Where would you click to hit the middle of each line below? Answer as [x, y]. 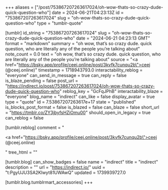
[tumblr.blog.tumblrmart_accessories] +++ [49, 182]
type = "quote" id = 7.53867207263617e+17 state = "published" [71, 102]
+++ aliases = [20, 7]
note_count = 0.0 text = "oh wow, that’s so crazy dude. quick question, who [83, 54]
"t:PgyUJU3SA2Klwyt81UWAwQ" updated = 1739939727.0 [66, 172]
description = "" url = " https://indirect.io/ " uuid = [55, 167]
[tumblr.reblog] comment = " [35, 127]
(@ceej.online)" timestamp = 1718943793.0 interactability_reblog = [74, 70]
